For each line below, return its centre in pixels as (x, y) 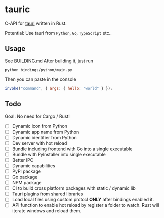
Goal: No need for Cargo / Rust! (37, 116)
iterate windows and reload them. (47, 211)
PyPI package (27, 171)
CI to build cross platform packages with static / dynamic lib (74, 188)
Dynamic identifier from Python (45, 137)
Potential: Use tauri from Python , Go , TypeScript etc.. (59, 33)
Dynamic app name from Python (46, 132)
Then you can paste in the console (41, 79)
